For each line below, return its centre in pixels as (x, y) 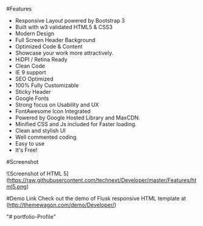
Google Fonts (32, 98)
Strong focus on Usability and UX (57, 105)
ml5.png (17, 186)
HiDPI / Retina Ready (41, 59)
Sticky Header (33, 92)
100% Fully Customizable (47, 85)
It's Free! (26, 150)
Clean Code (30, 66)
